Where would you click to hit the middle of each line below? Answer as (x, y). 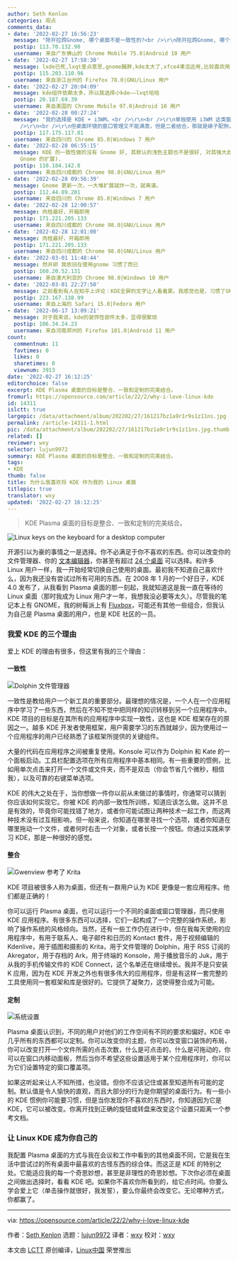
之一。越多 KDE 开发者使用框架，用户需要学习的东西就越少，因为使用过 (117, 727)
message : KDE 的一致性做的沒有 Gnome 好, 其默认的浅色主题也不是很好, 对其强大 (120, 153)
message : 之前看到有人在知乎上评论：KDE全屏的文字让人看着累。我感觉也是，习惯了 (120, 291)
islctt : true (27, 410)
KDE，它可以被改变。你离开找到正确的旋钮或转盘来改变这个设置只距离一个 (116, 1109)
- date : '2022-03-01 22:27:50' (53, 285)
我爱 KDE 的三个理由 (42, 634)
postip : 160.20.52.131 (47, 271)
